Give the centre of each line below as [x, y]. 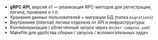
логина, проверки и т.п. [34, 12]
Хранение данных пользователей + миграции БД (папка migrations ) [81, 17]
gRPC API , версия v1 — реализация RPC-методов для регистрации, [81, 7]
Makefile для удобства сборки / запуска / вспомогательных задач [79, 33]
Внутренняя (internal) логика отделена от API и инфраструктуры [77, 22]
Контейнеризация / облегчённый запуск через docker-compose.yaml [80, 27]
